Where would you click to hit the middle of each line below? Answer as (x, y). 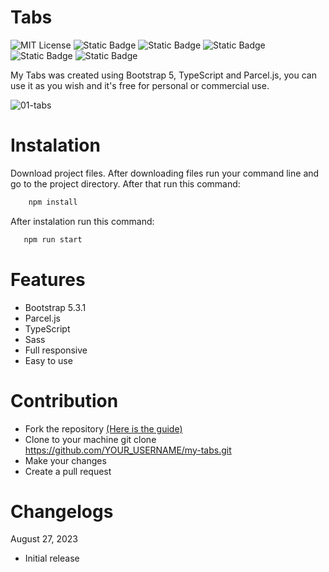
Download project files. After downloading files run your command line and (165, 173)
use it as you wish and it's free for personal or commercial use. (140, 85)
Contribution (64, 400)
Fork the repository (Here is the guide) (103, 428)
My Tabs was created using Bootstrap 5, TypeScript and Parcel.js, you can (163, 75)
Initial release (52, 558)
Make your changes (65, 460)
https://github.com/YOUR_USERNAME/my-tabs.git (128, 450)
